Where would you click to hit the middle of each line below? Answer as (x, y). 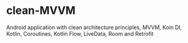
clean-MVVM (41, 11)
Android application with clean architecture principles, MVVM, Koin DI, (94, 27)
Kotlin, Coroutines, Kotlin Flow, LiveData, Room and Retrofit (80, 33)
